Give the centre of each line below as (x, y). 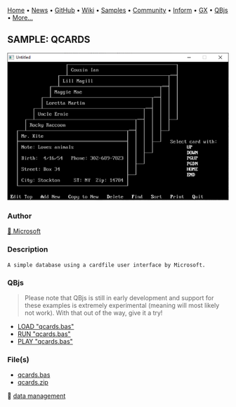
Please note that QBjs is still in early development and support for (119, 297)
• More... (20, 18)
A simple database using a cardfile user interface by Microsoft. (106, 265)
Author (20, 216)
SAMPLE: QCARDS (49, 40)
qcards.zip (33, 382)
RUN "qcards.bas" (44, 334)
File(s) (18, 359)
